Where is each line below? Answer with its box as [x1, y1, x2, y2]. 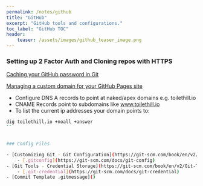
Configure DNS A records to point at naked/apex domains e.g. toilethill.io [14, 95, 196, 102]
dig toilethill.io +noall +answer [6, 119, 94, 125]
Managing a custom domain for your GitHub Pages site [6, 82, 143, 90]
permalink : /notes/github [6, 8, 71, 15]
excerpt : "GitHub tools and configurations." [6, 20, 123, 26]
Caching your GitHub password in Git [6, 71, 99, 78]
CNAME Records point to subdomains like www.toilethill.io [14, 101, 160, 108]
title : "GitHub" [6, 15, 47, 21]
